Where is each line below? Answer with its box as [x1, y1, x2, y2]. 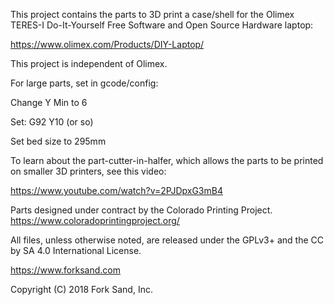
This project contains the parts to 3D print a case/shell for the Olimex [10, 9, 295, 20]
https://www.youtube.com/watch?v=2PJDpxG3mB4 [10, 185, 223, 196]
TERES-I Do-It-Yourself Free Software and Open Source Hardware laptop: [10, 19, 314, 31]
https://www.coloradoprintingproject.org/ [10, 215, 180, 226]
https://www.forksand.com [10, 264, 122, 276]
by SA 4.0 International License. [10, 245, 142, 256]
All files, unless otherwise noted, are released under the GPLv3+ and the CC [10, 234, 325, 246]
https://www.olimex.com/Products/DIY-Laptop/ [10, 39, 205, 50]
